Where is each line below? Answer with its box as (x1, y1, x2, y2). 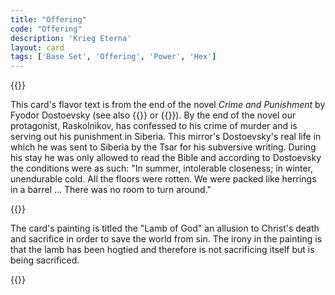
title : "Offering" (10, 14, 87, 25)
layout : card (10, 42, 65, 53)
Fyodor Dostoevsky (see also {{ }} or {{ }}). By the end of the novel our (10, 109, 297, 121)
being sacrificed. (10, 254, 80, 266)
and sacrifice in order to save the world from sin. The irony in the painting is (10, 233, 323, 245)
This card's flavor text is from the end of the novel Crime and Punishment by (10, 99, 326, 111)
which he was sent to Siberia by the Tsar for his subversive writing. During (10, 141, 317, 153)
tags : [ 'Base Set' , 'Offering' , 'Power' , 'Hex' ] (10, 52, 217, 62)
